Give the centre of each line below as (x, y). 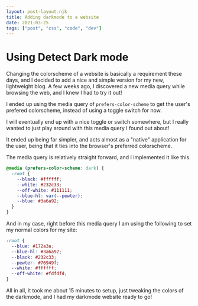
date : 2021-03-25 (27, 22)
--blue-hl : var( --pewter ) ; (50, 196)
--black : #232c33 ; (34, 257)
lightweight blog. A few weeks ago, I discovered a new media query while (95, 86)
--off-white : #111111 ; (45, 190)
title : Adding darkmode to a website (53, 17)
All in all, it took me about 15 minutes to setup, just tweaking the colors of (95, 291)
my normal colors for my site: (42, 230)
